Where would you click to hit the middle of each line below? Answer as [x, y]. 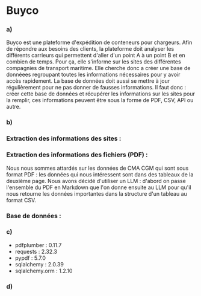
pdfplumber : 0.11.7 [38, 245]
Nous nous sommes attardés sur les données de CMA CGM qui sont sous [97, 168]
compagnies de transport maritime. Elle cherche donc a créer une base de [98, 68]
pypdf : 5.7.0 [30, 258]
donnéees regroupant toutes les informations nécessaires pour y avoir [93, 75]
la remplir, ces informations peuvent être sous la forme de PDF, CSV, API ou [100, 100]
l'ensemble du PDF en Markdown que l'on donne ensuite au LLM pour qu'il [99, 187]
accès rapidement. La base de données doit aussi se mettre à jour [88, 81]
